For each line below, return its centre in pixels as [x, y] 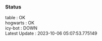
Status [13, 7]
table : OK [15, 18]
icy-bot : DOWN [21, 28]
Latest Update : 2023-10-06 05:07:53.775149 [51, 34]
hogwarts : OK [20, 23]
